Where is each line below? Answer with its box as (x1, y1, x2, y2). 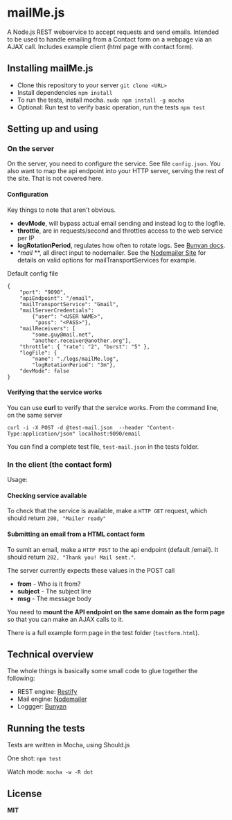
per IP (17, 233, 35, 242)
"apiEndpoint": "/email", (19, 294, 95, 302)
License (7, 787, 42, 799)
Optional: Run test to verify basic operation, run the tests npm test (17, 102, 206, 112)
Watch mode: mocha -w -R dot (7, 767, 93, 776)
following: (7, 674, 35, 683)
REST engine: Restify (17, 688, 78, 696)
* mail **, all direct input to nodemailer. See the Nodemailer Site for (17, 248, 206, 257)
